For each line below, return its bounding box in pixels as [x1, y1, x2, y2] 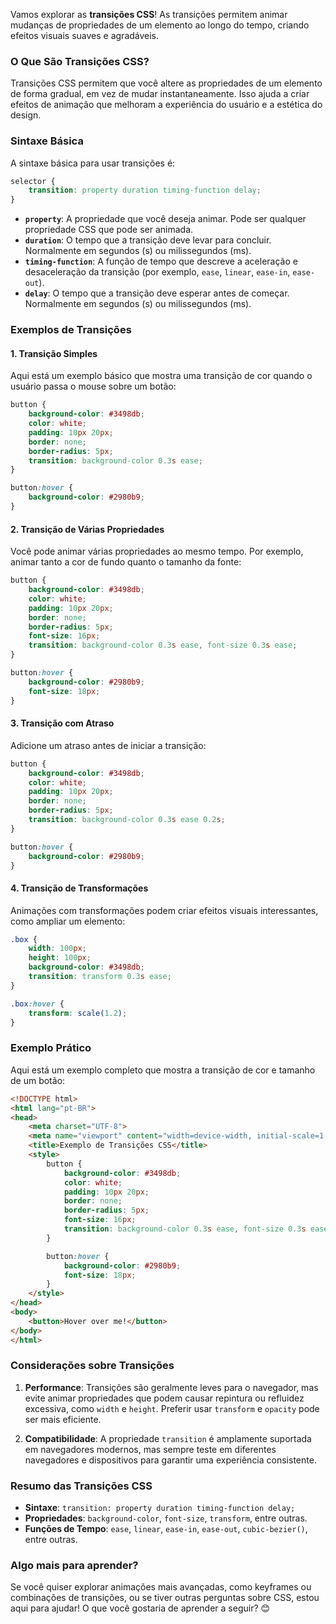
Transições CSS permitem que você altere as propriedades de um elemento [10, 77, 323, 89]
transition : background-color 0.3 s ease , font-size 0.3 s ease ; [28, 640, 298, 651]
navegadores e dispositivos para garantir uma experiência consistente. [24, 1454, 317, 1466]
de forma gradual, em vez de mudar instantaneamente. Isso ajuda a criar [10, 88, 310, 100]
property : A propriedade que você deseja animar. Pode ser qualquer [24, 213, 307, 225]
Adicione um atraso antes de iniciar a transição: [10, 739, 207, 751]
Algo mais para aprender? [10, 1559, 139, 1573]
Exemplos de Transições [10, 323, 132, 337]
